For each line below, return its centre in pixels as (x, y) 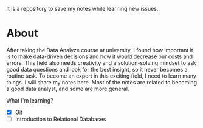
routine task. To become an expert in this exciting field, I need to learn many (101, 76)
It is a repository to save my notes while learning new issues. (82, 9)
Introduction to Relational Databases (60, 119)
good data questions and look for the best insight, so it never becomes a (97, 69)
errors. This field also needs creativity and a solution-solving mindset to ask (101, 62)
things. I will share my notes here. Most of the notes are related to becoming (102, 82)
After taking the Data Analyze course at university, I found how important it (100, 50)
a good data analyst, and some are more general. (68, 89)
